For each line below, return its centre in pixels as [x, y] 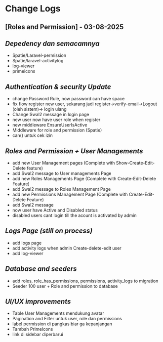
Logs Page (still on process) [49, 231]
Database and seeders [41, 269]
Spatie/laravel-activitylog [38, 61]
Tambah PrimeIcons [33, 329]
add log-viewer [28, 253]
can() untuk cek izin [32, 135]
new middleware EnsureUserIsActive [50, 125]
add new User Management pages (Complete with [63, 163]
